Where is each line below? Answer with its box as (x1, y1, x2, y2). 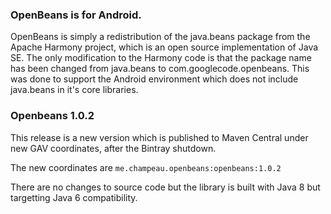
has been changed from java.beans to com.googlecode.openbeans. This (10, 63, 310, 75)
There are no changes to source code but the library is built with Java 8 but (10, 181, 321, 193)
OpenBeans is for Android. (10, 8, 142, 22)
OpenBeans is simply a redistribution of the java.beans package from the (10, 31, 311, 43)
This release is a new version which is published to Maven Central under (10, 131, 309, 143)
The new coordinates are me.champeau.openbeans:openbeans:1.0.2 (10, 161, 282, 173)
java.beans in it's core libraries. (10, 84, 139, 96)
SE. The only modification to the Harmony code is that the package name (10, 52, 312, 64)
